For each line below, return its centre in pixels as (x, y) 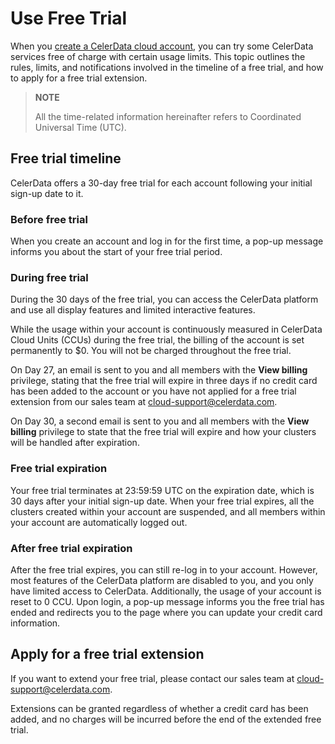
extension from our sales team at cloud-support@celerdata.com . (144, 402)
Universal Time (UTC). (80, 127)
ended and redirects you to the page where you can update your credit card (166, 612)
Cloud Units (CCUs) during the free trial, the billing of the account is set (157, 340)
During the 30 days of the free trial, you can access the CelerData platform (164, 299)
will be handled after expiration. (75, 443)
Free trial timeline (66, 158)
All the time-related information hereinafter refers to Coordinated (168, 116)
